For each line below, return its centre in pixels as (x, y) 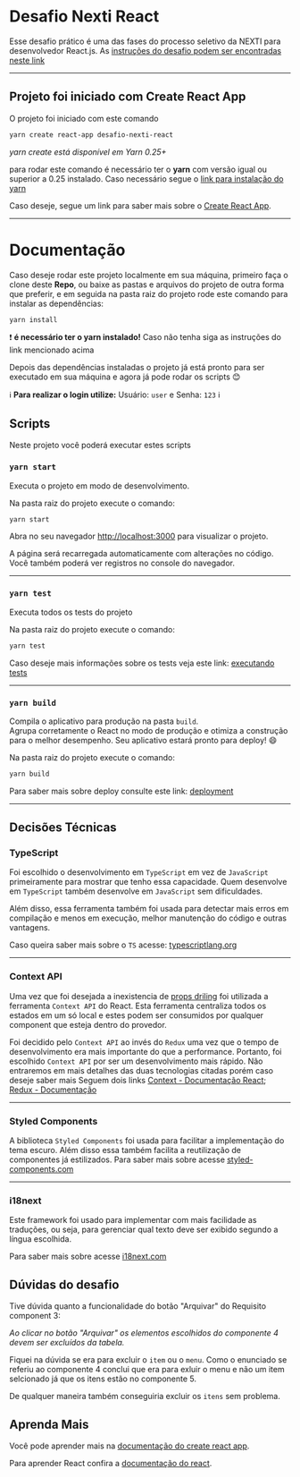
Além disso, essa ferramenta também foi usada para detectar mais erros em (149, 909)
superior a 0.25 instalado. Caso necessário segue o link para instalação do (146, 178)
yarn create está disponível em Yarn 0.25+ (88, 152)
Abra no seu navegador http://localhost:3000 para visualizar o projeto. (139, 536)
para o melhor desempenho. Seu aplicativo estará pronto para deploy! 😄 (143, 740)
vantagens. (30, 928)
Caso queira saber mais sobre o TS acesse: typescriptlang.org (123, 945)
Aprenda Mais (49, 1424)
